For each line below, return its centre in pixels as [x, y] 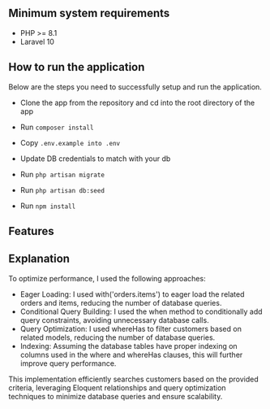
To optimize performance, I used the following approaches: [107, 278]
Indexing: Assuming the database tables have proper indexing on [129, 346]
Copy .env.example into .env [70, 142]
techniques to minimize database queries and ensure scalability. [116, 396]
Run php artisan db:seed [62, 189]
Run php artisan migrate [62, 174]
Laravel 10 [37, 41]
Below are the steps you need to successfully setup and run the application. [135, 87]
